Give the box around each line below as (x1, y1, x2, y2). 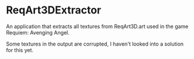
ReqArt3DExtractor (6, 4, 101, 17)
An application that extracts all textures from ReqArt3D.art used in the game (6, 23, 189, 30)
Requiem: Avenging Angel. (6, 29, 70, 36)
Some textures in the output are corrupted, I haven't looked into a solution (6, 40, 184, 47)
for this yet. (6, 46, 34, 53)
